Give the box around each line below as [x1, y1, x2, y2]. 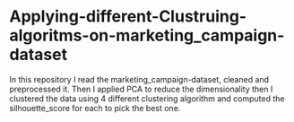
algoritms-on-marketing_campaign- [9, 25, 285, 46]
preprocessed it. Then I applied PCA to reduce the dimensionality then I [9, 83, 273, 94]
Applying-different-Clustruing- [9, 6, 247, 27]
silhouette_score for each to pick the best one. [9, 102, 181, 113]
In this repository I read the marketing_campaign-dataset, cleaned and [9, 74, 270, 84]
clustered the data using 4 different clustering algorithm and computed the [9, 92, 285, 104]
